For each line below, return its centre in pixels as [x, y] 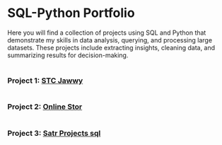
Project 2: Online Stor [45, 107]
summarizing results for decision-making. [68, 55]
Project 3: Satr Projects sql [54, 133]
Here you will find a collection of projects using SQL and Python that [107, 33]
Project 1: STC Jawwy [45, 81]
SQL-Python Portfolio [71, 13]
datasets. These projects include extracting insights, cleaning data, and [111, 47]
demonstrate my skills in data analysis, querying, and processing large [110, 40]
